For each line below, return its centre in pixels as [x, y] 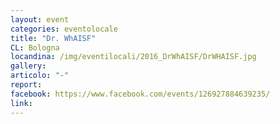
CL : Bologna [35, 47]
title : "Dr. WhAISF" [53, 38]
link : [21, 103]
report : [26, 85]
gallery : [28, 66]
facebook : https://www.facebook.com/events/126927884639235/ [140, 94]
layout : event [40, 19]
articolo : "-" [40, 76]
